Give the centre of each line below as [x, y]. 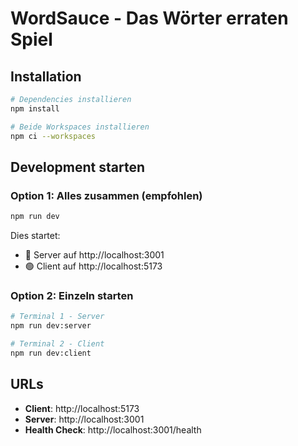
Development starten [78, 167]
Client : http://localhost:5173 [82, 408]
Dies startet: [35, 236]
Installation [46, 76]
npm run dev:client [51, 353]
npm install [35, 108]
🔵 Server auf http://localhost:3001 [94, 255]
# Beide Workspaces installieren [80, 127]
